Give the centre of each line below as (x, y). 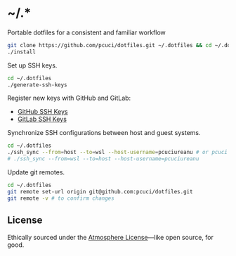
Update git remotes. (36, 172)
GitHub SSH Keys (42, 112)
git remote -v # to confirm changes (61, 198)
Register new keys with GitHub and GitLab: (69, 98)
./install (22, 52)
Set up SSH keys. (32, 65)
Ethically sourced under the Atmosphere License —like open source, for (111, 237)
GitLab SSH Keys (42, 119)
